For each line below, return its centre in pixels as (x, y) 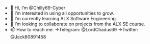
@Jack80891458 (28, 37)
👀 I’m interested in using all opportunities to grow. (62, 13)
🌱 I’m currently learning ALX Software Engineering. (64, 18)
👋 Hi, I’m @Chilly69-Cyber (38, 8)
